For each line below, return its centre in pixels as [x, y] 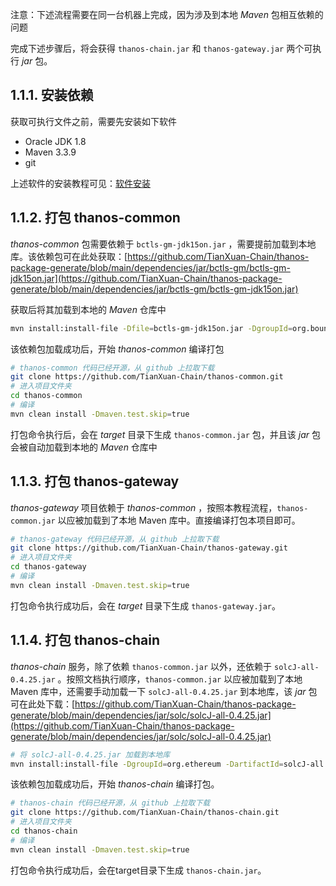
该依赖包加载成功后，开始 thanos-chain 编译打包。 [115, 784]
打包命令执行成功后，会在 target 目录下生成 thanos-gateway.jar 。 [146, 605]
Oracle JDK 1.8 [55, 141]
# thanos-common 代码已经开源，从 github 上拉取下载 [112, 368]
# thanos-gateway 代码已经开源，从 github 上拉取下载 [115, 539]
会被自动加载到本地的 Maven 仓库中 [84, 447]
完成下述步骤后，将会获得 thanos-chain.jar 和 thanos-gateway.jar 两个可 [161, 48]
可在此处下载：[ [43, 704]
